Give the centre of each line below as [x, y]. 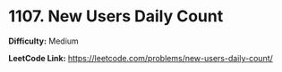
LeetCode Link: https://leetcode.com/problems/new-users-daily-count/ [141, 58]
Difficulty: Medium [44, 41]
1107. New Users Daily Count [116, 16]
